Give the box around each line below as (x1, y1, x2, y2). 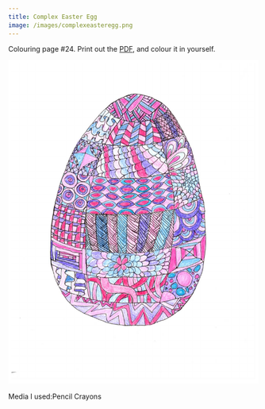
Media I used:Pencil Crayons (8, 392, 102, 401)
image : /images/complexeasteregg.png (8, 21, 133, 29)
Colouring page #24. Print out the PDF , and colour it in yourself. (8, 44, 216, 53)
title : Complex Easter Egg (8, 13, 98, 21)
